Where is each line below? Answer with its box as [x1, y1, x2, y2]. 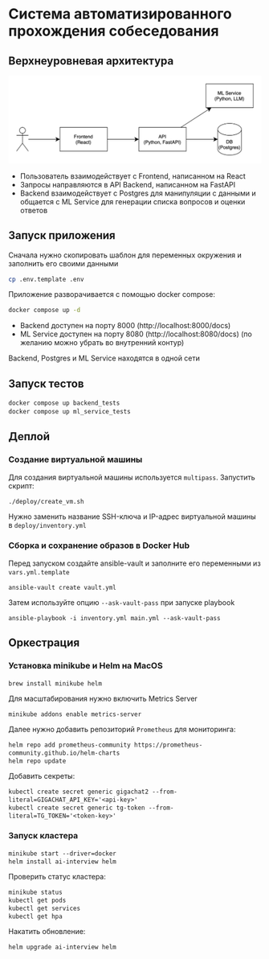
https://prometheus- [133, 741, 203, 749]
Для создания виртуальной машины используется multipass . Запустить [8, 472, 255, 482]
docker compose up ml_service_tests [8, 407, 131, 415]
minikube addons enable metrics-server [8, 710, 142, 718]
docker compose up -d [8, 307, 81, 315]
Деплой [8, 430, 51, 443]
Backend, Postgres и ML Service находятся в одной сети [8, 353, 201, 363]
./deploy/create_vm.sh [8, 497, 84, 505]
